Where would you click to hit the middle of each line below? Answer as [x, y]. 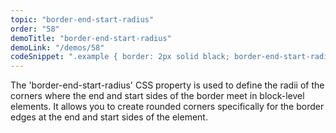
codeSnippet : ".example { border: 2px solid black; [120, 57]
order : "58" [35, 29]
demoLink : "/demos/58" [57, 47]
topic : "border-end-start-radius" [82, 19]
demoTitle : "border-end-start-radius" [91, 38]
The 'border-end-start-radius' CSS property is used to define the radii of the [167, 85]
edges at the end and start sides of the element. [109, 117]
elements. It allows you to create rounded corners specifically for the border [167, 107]
